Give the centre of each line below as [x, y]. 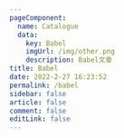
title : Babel [34, 69]
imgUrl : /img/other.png [71, 52]
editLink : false [40, 119]
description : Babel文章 [69, 60]
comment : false [38, 111]
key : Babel [46, 43]
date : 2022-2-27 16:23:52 [58, 77]
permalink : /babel [44, 85]
